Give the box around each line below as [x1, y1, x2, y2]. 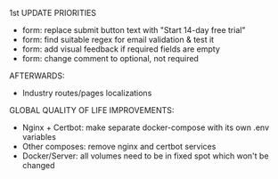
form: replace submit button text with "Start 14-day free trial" [21, 25, 246, 35]
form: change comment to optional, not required [21, 53, 199, 63]
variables [21, 132, 56, 142]
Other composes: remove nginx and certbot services [21, 142, 217, 151]
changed [21, 160, 55, 170]
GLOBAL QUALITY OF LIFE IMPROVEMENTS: [9, 105, 175, 115]
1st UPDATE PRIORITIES [9, 8, 96, 18]
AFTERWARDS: [9, 70, 65, 81]
